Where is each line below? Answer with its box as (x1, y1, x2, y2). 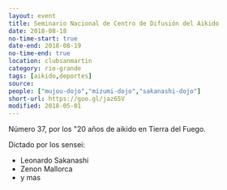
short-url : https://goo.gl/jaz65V (8, 95, 126, 103)
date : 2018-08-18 (8, 27, 67, 35)
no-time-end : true (8, 49, 71, 57)
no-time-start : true (8, 34, 79, 43)
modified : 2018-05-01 (8, 102, 82, 110)
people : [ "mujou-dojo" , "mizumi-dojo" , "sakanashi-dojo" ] (8, 87, 201, 95)
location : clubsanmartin (8, 57, 92, 65)
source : (8, 79, 35, 87)
